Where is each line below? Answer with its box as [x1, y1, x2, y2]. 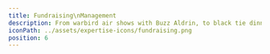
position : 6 [8, 33, 48, 42]
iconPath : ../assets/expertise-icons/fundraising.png [8, 26, 193, 34]
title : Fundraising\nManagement [8, 11, 117, 20]
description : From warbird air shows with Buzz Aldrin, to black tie [8, 19, 247, 27]
